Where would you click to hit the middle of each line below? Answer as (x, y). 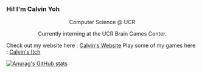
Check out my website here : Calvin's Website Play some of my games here (101, 46)
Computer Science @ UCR (102, 22)
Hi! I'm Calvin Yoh (33, 9)
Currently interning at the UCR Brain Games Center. (102, 34)
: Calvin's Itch (23, 52)
